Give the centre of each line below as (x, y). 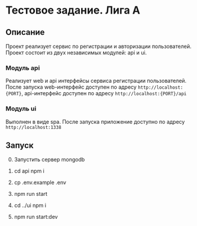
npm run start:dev (36, 217)
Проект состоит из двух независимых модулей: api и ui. (76, 53)
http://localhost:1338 (33, 127)
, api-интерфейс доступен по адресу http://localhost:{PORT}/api (104, 93)
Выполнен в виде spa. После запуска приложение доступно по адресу (95, 121)
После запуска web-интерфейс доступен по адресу (71, 87)
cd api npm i (29, 171)
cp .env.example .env (40, 183)
